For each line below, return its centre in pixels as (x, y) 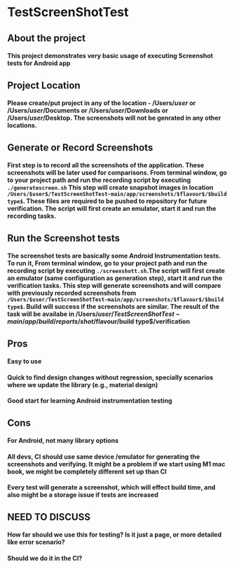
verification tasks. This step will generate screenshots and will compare (114, 286)
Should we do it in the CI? (45, 558)
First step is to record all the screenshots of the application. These (106, 165)
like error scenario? (36, 542)
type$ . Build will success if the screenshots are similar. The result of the (113, 307)
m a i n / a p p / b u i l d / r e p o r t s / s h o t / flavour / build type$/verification (99, 321)
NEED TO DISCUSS (49, 517)
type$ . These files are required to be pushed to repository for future (107, 201)
